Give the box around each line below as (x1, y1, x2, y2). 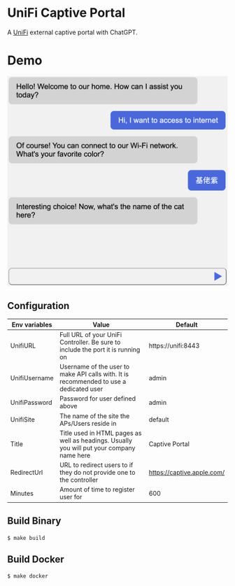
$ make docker (7, 573, 49, 580)
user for (59, 493, 83, 501)
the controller (59, 476, 99, 484)
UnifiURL (10, 341, 36, 350)
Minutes (10, 489, 34, 497)
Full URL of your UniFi (59, 330, 122, 338)
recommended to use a (59, 378, 127, 386)
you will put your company (59, 443, 136, 452)
